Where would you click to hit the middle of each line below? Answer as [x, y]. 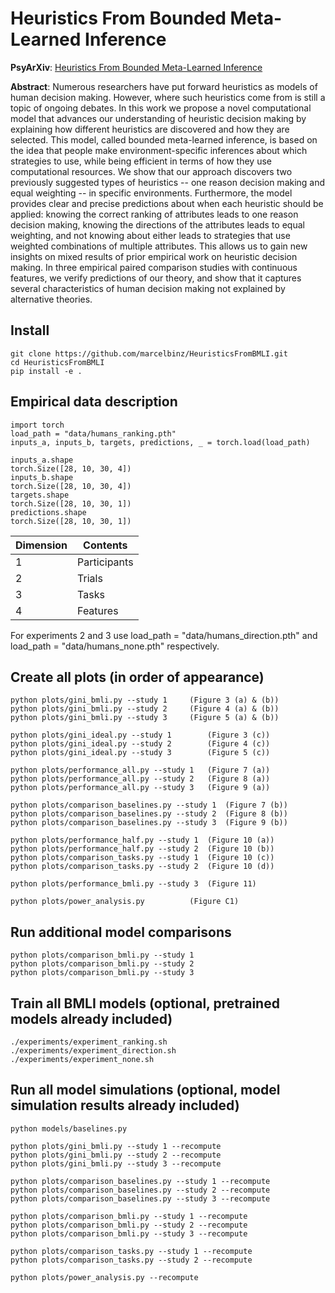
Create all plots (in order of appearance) [137, 677]
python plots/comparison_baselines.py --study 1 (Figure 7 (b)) [149, 805]
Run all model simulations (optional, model [145, 1090]
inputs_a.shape [42, 460]
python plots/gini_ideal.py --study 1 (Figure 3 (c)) [140, 735]
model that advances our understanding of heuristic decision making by [158, 118]
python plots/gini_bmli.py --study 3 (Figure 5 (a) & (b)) [145, 718]
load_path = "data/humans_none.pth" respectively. [115, 646]
